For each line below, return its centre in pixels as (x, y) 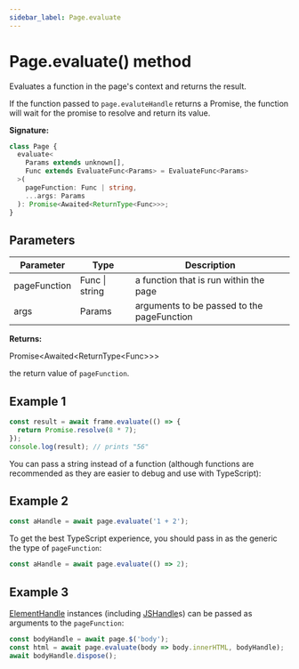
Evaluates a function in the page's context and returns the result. (128, 86)
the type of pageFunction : (56, 548)
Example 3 (39, 592)
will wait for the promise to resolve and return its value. (110, 113)
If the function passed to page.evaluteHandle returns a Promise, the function (149, 103)
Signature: (29, 130)
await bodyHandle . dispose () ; (63, 656)
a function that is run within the (200, 280)
